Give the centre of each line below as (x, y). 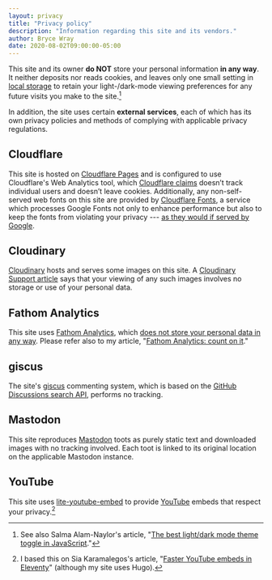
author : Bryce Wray (41, 38)
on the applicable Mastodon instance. (71, 456)
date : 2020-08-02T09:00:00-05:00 (65, 46)
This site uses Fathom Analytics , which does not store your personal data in (135, 332)
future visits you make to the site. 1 (65, 95)
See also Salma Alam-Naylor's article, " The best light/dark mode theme (139, 535)
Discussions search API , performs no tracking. (86, 395)
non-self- (226, 191)
